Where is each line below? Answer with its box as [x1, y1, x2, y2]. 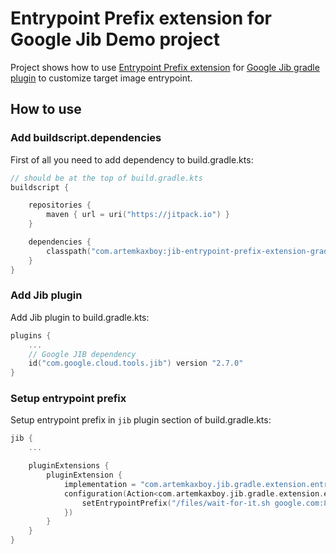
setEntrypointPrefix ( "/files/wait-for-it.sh [81, 498, 271, 508]
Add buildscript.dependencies [10, 131, 162, 145]
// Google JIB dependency [28, 349, 137, 359]
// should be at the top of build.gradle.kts [10, 173, 203, 183]
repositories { [28, 200, 92, 211]
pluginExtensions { [28, 461, 110, 471]
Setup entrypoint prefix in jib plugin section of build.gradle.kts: [10, 414, 272, 426]
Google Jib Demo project [10, 28, 220, 51]
